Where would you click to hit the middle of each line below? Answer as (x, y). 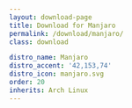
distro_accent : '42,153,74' (61, 66)
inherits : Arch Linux (49, 90)
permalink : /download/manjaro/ (66, 33)
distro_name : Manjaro (49, 58)
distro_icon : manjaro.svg (56, 74)
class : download (39, 42)
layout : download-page (51, 17)
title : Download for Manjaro (62, 25)
